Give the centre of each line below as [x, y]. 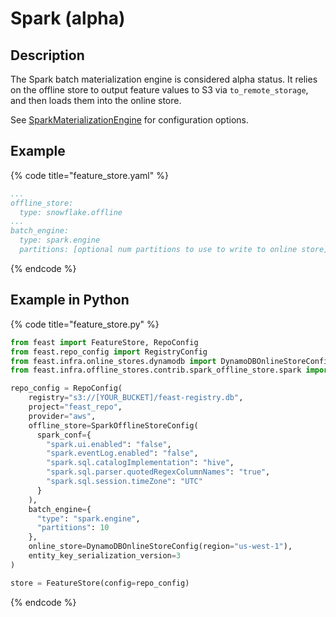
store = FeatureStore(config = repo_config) [100, 583]
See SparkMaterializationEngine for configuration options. [130, 120]
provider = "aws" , [62, 416]
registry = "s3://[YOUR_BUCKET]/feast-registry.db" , [136, 398]
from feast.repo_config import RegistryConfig [109, 352]
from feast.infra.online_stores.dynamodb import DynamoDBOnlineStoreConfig [171, 361]
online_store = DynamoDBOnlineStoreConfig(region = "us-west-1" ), [160, 547]
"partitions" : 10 [73, 528]
